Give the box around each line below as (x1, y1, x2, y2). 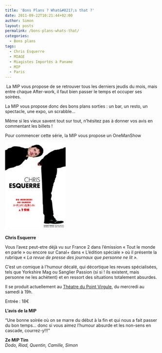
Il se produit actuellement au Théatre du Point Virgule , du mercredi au (5, 284, 144, 290)
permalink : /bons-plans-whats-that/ (5, 28, 79, 34)
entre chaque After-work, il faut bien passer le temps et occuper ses (5, 89, 142, 95)
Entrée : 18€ (5, 298, 29, 304)
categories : (5, 34, 29, 39)
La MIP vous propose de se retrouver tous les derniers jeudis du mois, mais (6, 83, 157, 90)
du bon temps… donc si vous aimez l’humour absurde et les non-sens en (5, 322, 151, 329)
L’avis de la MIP (5, 308, 37, 314)
